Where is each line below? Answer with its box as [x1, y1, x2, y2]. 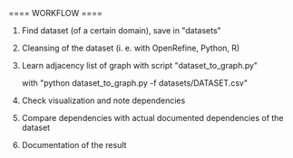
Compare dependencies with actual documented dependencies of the [21, 113, 284, 123]
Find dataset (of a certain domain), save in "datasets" [21, 25, 221, 35]
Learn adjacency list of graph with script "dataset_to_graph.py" [21, 60, 259, 70]
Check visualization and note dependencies [21, 95, 186, 106]
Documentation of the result [21, 140, 127, 150]
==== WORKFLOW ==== [8, 8, 103, 18]
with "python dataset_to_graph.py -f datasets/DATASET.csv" [21, 78, 249, 88]
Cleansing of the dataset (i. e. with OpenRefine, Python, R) [21, 42, 240, 53]
